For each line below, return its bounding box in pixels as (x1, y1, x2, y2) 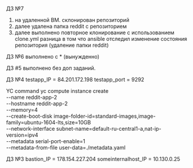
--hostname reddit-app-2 (6, 100, 68, 107)
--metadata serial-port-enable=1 (6, 138, 86, 144)
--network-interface (6, 125, 55, 132)
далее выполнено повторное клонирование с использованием (14, 29, 175, 36)
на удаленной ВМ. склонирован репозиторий (14, 17, 130, 23)
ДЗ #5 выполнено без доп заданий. (6, 64, 96, 72)
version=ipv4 (6, 131, 38, 138)
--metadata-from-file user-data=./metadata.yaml (6, 144, 126, 151)
